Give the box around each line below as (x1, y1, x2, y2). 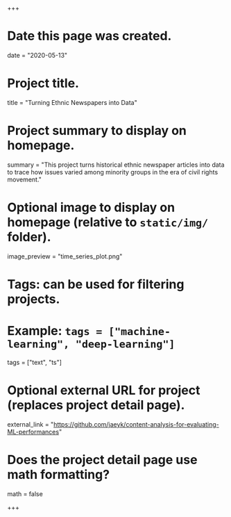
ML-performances (7, 427, 60, 436)
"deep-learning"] (75, 338, 176, 351)
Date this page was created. (7, 28, 172, 44)
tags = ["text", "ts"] (7, 358, 62, 366)
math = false (7, 489, 43, 498)
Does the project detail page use (7, 452, 198, 468)
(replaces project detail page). (7, 397, 185, 413)
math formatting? (7, 467, 110, 482)
